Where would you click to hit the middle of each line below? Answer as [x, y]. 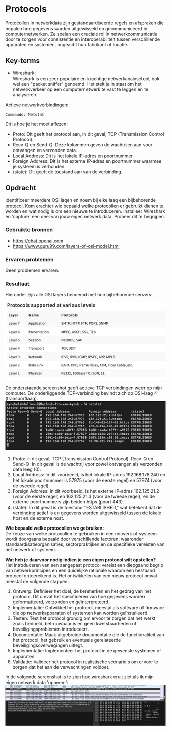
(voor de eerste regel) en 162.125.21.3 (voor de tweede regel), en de [84, 497]
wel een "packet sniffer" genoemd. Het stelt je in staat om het [77, 84]
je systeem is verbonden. [39, 166]
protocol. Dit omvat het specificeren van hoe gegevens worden [79, 597]
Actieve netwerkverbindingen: [37, 105]
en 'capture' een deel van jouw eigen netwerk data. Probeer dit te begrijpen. [85, 216]
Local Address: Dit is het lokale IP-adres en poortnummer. [73, 156]
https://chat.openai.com [38, 241]
